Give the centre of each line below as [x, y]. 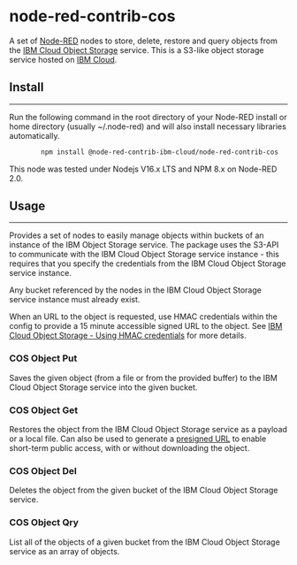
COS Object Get [43, 410]
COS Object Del [43, 470]
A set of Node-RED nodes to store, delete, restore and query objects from [144, 41]
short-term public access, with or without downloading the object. [129, 448]
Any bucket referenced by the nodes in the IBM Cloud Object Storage [136, 290]
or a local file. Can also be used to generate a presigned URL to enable [138, 439]
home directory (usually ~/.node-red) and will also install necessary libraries [148, 126]
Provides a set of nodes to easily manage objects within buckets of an [137, 235]
